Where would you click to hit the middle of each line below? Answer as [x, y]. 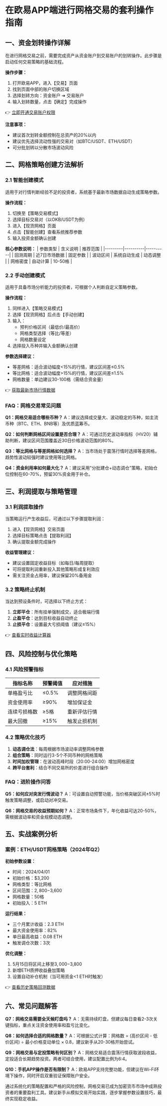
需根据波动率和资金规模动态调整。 [40, 817]
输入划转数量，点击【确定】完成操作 [49, 102]
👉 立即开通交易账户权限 [30, 112]
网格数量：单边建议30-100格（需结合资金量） [59, 379]
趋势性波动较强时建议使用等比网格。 [42, 457]
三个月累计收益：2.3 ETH [38, 924]
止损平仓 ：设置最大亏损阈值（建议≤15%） [55, 624]
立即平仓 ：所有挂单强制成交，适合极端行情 [56, 612]
